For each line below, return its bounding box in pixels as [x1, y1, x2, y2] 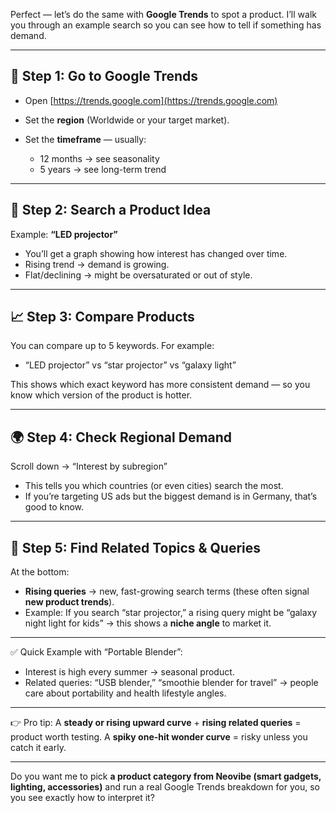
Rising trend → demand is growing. [24, 258, 170, 270]
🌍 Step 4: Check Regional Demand [10, 429, 233, 446]
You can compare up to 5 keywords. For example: [10, 340, 215, 352]
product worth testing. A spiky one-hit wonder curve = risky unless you [10, 731, 308, 743]
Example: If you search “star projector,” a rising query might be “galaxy [24, 607, 318, 619]
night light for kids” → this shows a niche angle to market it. [24, 617, 272, 629]
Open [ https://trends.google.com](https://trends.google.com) [24, 94, 278, 106]
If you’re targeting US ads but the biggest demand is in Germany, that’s [24, 490, 318, 503]
